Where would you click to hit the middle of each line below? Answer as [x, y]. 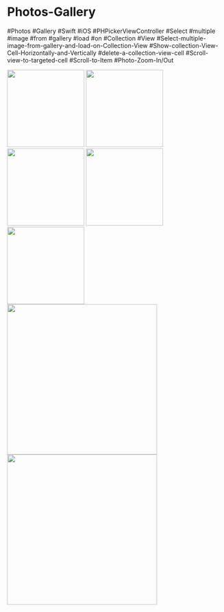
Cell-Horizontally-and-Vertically [52, 53]
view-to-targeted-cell [38, 60]
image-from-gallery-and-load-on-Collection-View [78, 45]
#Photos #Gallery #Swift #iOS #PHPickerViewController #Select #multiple [111, 31]
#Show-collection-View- [184, 45]
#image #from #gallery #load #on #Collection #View [81, 38]
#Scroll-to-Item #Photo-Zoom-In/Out [122, 60]
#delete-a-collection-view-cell [141, 53]
